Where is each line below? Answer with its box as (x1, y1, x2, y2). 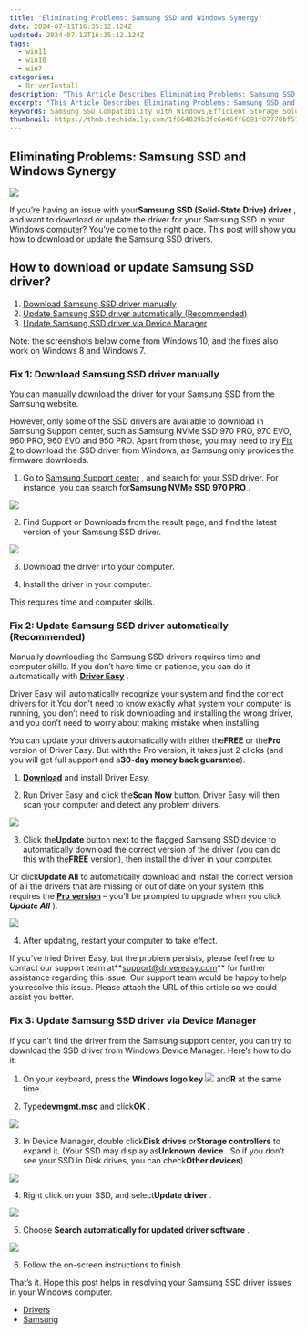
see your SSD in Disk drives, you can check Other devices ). (22, 1154, 246, 1165)
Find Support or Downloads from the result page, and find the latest (22, 517, 278, 528)
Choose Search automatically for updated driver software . (22, 1224, 250, 1236)
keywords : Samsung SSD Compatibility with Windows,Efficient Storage (9, 107, 280, 116)
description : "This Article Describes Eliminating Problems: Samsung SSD (9, 89, 296, 98)
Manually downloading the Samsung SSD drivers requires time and (9, 651, 260, 662)
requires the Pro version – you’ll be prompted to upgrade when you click (9, 891, 282, 902)
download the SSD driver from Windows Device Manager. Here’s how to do (9, 1045, 291, 1056)
